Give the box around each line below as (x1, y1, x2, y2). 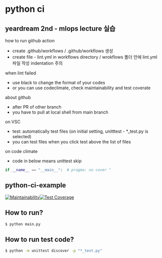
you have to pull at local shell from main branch (12, 110, 108, 115)
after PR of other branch (12, 104, 62, 110)
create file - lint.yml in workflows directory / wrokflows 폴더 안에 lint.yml (12, 54, 158, 60)
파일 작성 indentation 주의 (12, 60, 63, 66)
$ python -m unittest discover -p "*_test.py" (5, 248, 102, 254)
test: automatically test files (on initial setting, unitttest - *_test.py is (12, 128, 149, 134)
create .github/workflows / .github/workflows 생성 (12, 48, 113, 54)
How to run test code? (5, 235, 74, 244)
